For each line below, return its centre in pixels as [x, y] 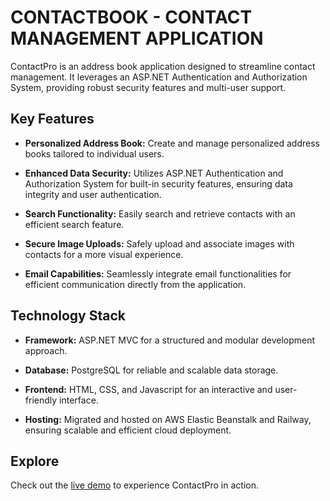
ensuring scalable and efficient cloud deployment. [128, 430]
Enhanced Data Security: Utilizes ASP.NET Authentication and [154, 173]
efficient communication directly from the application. [135, 284]
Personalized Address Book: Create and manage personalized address [172, 143]
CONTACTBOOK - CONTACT [131, 17]
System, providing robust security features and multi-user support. [148, 87]
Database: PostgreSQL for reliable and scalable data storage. [151, 370]
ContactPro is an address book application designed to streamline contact [163, 66]
